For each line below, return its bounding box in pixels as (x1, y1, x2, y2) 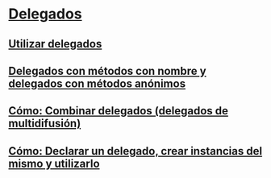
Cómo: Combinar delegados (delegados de (8, 104, 228, 118)
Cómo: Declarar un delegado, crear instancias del (8, 144, 263, 158)
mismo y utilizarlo (8, 156, 100, 170)
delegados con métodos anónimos (8, 77, 186, 90)
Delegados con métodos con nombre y (8, 64, 207, 77)
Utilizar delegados (8, 37, 102, 51)
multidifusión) (8, 117, 81, 130)
